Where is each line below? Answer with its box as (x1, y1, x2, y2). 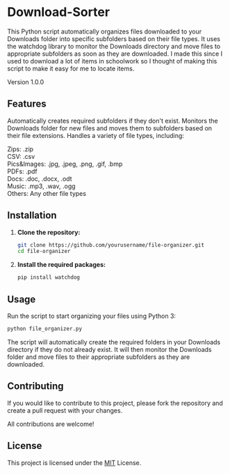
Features (7, 98, 47, 110)
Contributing (7, 381, 64, 392)
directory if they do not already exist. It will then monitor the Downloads (7, 345, 212, 353)
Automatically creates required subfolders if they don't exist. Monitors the (7, 116, 218, 125)
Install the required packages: (17, 261, 106, 269)
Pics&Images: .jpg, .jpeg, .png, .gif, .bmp (7, 160, 123, 168)
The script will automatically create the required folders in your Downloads (7, 337, 221, 346)
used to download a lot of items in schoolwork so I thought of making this (7, 56, 217, 65)
